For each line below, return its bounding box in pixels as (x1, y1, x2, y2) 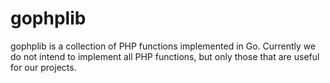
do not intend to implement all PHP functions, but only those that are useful (10, 50, 320, 62)
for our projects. (10, 61, 77, 73)
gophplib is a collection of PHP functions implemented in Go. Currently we (10, 40, 317, 52)
